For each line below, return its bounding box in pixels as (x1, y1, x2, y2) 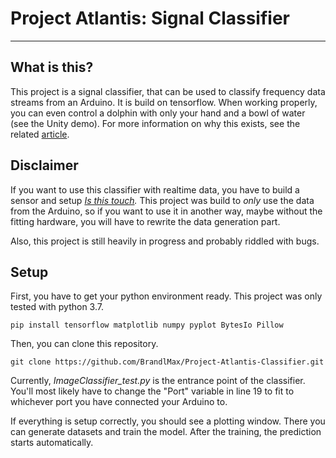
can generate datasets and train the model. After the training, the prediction (10, 426, 322, 438)
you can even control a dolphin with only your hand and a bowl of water (10, 107, 306, 119)
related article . (10, 128, 70, 140)
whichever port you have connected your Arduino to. (10, 396, 228, 408)
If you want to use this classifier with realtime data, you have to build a (10, 183, 300, 196)
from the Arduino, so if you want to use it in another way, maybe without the (10, 205, 323, 217)
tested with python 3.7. (10, 301, 104, 313)
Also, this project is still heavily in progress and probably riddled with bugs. (10, 235, 320, 247)
